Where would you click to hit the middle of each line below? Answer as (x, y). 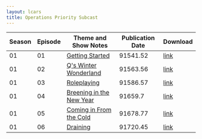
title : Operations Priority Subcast (52, 17)
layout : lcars (24, 12)
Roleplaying (83, 82)
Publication (138, 38)
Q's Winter (82, 65)
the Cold (78, 117)
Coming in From (89, 110)
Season (20, 42)
